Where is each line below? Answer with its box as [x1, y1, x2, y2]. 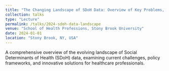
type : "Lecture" [5, 17, 40, 22]
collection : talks [5, 12, 44, 17]
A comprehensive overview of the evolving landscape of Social [5, 49, 137, 55]
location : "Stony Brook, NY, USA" [5, 36, 79, 41]
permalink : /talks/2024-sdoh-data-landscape [5, 21, 101, 27]
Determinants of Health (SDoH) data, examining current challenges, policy [5, 54, 160, 60]
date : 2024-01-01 [5, 31, 42, 36]
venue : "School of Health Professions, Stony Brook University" [5, 26, 144, 31]
